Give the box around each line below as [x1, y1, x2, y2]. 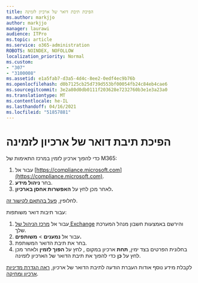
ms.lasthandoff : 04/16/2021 [6, 103, 77, 110]
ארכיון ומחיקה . [6, 270, 39, 278]
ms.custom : [6, 59, 34, 65]
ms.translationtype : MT [6, 92, 66, 98]
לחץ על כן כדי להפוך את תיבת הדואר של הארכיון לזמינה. [14, 252, 141, 260]
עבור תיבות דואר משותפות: [6, 209, 67, 216]
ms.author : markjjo [6, 14, 55, 20]
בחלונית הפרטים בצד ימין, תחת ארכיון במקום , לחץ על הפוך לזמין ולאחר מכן [14, 246, 188, 253]
